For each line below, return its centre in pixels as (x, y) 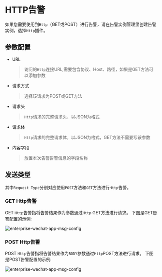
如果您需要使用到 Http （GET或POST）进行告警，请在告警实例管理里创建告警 (81, 24)
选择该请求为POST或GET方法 (53, 96)
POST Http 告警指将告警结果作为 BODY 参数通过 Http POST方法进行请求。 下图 (79, 254)
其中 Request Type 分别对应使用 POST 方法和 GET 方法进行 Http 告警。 (68, 187)
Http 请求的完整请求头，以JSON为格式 (62, 117)
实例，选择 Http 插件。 (26, 30)
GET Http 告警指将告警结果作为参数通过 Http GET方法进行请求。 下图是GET (79, 212)
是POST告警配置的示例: (28, 260)
